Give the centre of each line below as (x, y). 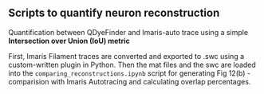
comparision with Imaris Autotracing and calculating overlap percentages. (130, 81)
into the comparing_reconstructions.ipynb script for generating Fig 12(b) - (130, 73)
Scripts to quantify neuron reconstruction (114, 13)
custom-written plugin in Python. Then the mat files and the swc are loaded (132, 65)
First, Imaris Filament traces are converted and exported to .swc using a (126, 56)
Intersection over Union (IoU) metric (69, 41)
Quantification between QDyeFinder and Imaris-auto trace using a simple (128, 32)
